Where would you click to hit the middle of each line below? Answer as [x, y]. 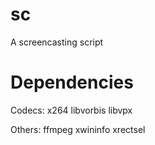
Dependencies [72, 82]
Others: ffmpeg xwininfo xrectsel [78, 129]
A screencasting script [57, 42]
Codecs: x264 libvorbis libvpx [71, 110]
